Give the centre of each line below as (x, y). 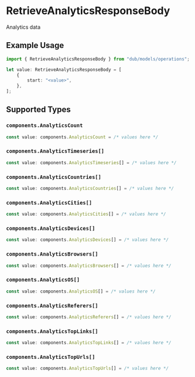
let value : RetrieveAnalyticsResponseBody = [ (64, 69)
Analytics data (23, 27)
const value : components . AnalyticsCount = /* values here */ (82, 137)
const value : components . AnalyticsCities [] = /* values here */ (86, 214)
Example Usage (35, 45)
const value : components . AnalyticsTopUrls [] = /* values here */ (87, 368)
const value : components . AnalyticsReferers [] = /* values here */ (89, 317)
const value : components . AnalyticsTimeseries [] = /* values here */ (91, 162)
